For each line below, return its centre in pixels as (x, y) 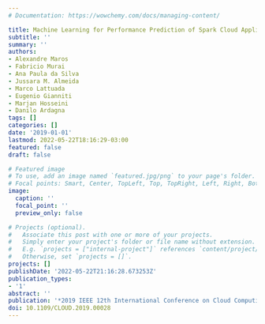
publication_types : (40, 279)
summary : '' (28, 44)
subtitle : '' (30, 37)
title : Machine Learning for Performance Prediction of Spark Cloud (123, 30)
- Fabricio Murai (37, 67)
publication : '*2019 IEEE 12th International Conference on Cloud (119, 301)
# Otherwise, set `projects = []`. (70, 257)
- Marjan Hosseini (38, 104)
